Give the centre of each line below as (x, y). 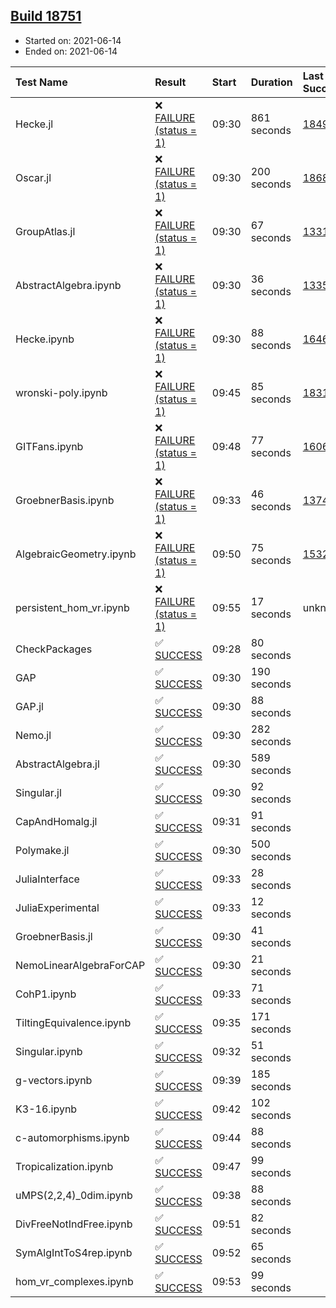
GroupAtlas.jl (45, 231)
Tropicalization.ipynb (64, 1166)
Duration (271, 82)
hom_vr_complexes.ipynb (74, 1281)
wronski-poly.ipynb (61, 392)
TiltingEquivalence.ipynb (73, 1022)
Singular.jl (38, 792)
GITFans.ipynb (49, 446)
